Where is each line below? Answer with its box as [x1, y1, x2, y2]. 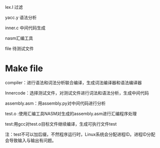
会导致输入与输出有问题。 [5, 137, 56, 143]
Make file [5, 63, 43, 74]
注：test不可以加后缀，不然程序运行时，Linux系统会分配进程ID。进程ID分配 [5, 131, 156, 137]
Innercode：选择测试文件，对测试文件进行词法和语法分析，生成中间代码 [5, 90, 149, 96]
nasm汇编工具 [5, 36, 33, 41]
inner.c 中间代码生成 [5, 25, 46, 31]
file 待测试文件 [5, 46, 34, 51]
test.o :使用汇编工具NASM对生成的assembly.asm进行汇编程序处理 [5, 111, 137, 116]
